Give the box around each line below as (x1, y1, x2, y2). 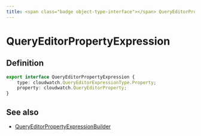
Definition (6, 58, 44, 69)
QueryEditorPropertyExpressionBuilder (14, 123, 111, 130)
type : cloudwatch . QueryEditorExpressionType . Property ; (17, 79, 157, 85)
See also (6, 107, 39, 117)
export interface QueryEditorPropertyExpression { (6, 74, 135, 80)
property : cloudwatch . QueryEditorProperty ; (17, 85, 127, 91)
